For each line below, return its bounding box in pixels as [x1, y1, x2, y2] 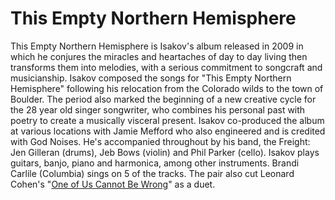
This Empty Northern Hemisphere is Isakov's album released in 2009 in [10, 40, 304, 52]
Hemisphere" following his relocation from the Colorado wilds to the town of [10, 82, 324, 94]
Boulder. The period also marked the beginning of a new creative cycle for [10, 93, 317, 105]
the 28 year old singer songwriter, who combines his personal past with [10, 103, 306, 116]
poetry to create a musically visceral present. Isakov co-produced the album [10, 114, 325, 126]
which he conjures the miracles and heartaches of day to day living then [10, 50, 308, 62]
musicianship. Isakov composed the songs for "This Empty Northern [10, 72, 292, 84]
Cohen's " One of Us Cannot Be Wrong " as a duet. [10, 178, 216, 190]
